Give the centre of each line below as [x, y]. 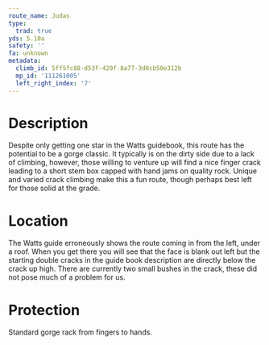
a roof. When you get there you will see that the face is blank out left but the [134, 251]
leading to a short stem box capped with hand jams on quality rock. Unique [133, 171]
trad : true [34, 31]
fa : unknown [28, 53]
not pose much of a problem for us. [67, 277]
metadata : [25, 61]
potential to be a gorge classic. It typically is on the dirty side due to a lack [132, 154]
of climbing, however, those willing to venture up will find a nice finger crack [135, 163]
